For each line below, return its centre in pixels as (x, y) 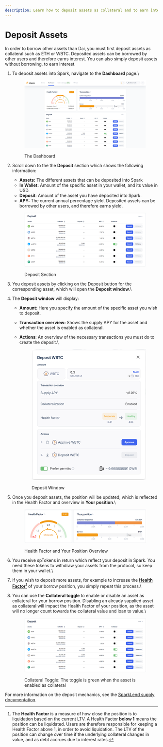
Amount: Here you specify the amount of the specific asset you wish (88, 308)
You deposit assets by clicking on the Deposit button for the (72, 284)
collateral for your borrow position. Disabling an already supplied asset (83, 601)
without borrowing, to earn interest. (41, 64)
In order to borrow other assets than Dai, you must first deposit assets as (78, 48)
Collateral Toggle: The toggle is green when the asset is (80, 680)
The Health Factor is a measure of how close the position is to (74, 713)
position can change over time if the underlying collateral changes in (81, 734)
